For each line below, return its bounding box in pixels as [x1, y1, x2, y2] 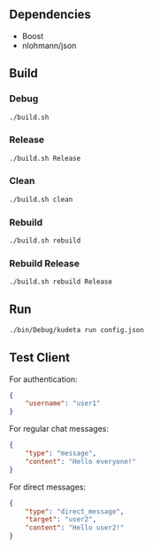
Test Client [9, 350, 71, 365]
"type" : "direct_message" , [25, 506, 125, 516]
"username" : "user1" [25, 399, 101, 408]
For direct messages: [9, 481, 87, 492]
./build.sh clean [9, 195, 73, 203]
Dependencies [9, 7, 91, 22]
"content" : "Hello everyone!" [25, 457, 137, 465]
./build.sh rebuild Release [9, 277, 113, 287]
